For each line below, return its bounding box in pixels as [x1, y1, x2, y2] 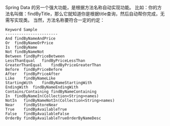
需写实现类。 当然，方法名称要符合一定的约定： [5, 17, 105, 23]
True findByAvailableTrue [5, 107, 67, 112]
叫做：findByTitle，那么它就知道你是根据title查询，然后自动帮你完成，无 [14, 11, 165, 17]
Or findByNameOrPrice [5, 40, 53, 46]
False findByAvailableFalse [5, 111, 70, 116]
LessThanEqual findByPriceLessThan [5, 58, 86, 63]
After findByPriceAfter [5, 71, 60, 76]
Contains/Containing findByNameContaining [5, 89, 97, 94]
